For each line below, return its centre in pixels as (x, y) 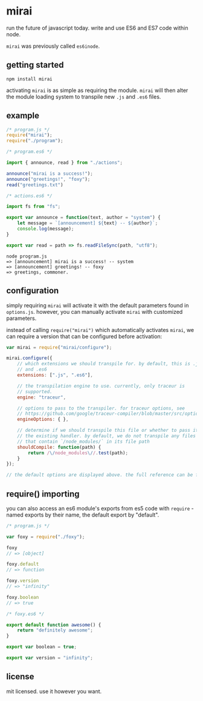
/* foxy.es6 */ (25, 614)
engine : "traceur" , (42, 397)
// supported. (35, 391)
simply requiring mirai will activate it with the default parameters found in (98, 305)
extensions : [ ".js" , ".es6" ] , (55, 375)
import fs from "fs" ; (34, 207)
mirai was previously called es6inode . (53, 46)
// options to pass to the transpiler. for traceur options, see (101, 408)
